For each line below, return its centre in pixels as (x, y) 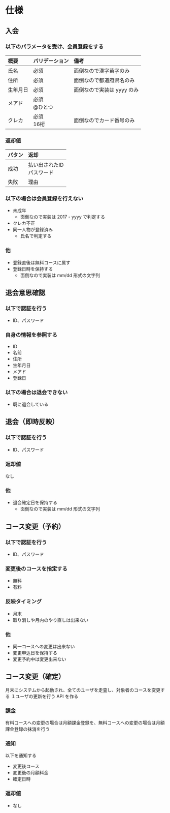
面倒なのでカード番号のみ (104, 120)
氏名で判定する (36, 236)
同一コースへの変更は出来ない (44, 646)
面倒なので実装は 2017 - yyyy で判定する (63, 217)
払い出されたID (46, 165)
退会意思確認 (25, 293)
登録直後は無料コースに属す (42, 262)
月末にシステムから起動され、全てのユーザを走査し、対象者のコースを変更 (83, 690)
